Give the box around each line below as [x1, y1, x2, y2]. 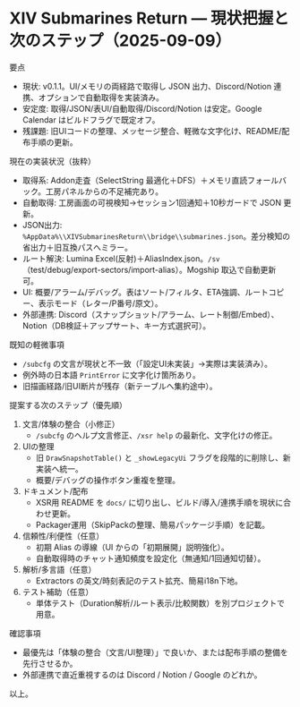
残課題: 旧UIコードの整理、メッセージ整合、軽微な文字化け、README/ [21, 125, 282, 136]
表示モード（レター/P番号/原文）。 [38, 297, 163, 309]
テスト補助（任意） [21, 586, 94, 597]
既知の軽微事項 [9, 339, 64, 350]
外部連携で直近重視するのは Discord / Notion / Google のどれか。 [21, 669, 262, 680]
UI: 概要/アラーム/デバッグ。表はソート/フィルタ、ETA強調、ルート [21, 286, 269, 297]
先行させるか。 [21, 658, 78, 669]
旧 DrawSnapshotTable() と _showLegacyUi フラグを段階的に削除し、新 [35, 452, 291, 463]
